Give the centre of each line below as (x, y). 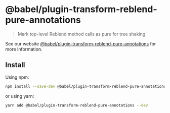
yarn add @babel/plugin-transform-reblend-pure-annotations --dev (77, 105)
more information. (24, 49)
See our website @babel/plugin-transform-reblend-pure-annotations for (81, 43)
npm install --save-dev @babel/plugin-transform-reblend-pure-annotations (86, 86)
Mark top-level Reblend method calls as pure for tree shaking (81, 34)
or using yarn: (20, 96)
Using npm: (17, 77)
